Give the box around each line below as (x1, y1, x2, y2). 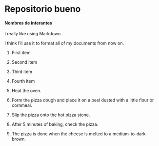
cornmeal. (11, 102, 32, 108)
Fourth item (11, 78, 35, 84)
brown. (11, 136, 26, 142)
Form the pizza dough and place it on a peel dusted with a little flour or (11, 97, 154, 103)
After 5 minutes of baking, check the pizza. (11, 122, 99, 127)
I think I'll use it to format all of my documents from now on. (4, 40, 124, 46)
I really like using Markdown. (4, 31, 62, 37)
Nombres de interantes (4, 20, 52, 25)
